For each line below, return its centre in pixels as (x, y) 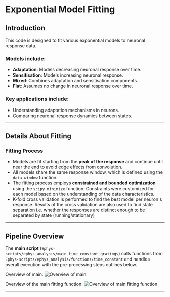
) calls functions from (140, 254)
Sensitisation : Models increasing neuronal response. (68, 75)
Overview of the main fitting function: (44, 284)
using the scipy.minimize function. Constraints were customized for (83, 189)
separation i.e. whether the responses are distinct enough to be (79, 210)
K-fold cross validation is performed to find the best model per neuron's (87, 199)
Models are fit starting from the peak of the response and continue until (88, 162)
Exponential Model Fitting (60, 9)
